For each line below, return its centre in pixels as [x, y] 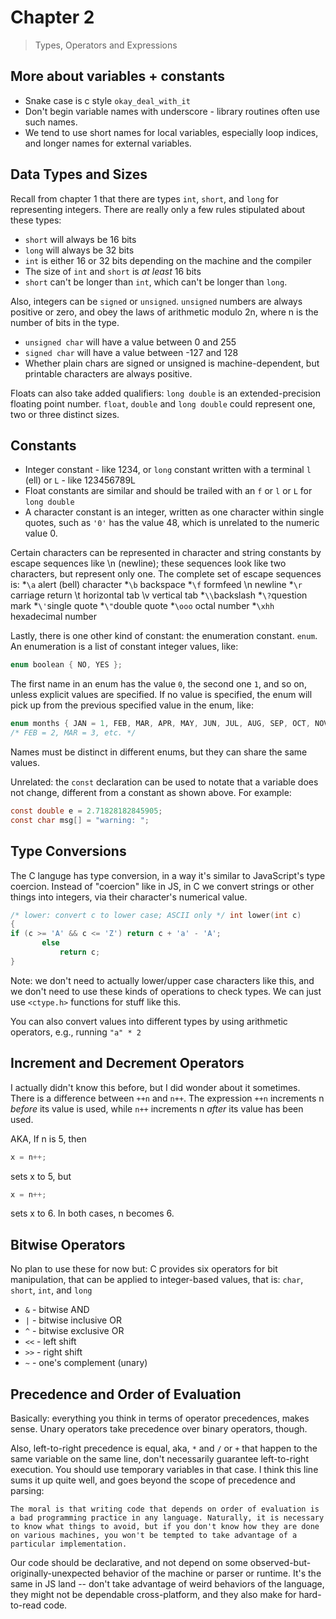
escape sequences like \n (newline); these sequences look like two [148, 563]
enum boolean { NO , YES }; [66, 665]
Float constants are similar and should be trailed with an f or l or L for [168, 491]
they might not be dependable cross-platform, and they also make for [153, 1594]
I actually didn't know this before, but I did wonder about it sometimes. [155, 1087]
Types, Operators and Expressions [106, 45]
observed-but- [280, 1562]
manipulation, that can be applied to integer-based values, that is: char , [157, 1280]
